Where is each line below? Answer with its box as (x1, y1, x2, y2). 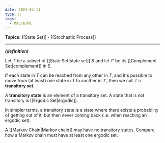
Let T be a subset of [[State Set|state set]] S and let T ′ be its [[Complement (5, 58, 157, 64)
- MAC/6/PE (9, 21, 32, 26)
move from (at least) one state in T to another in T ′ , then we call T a (5, 78, 141, 84)
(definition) (5, 48, 28, 54)
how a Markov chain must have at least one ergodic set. (5, 132, 118, 138)
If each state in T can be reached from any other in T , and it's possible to (5, 72, 153, 78)
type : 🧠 (5, 12, 21, 17)
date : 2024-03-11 (5, 7, 41, 12)
